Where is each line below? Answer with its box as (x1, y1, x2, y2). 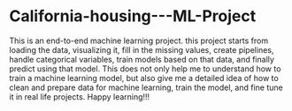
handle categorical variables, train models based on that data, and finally (9, 54, 274, 64)
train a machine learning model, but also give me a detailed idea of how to (9, 72, 279, 83)
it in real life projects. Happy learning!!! (9, 91, 150, 102)
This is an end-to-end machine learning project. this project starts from (9, 35, 268, 46)
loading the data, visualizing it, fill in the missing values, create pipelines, (9, 44, 274, 55)
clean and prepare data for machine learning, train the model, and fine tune (9, 82, 283, 92)
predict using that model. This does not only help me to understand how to (9, 63, 281, 74)
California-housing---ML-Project (9, 6, 257, 26)
